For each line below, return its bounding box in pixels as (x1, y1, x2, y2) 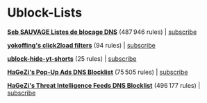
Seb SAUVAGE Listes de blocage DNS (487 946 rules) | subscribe (7, 28, 197, 36)
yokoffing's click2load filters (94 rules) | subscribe (7, 41, 156, 49)
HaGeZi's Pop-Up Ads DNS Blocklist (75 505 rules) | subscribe (7, 68, 188, 76)
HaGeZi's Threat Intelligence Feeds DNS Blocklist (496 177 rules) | (7, 81, 201, 89)
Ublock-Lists (7, 5, 82, 21)
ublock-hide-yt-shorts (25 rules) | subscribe (7, 54, 137, 63)
